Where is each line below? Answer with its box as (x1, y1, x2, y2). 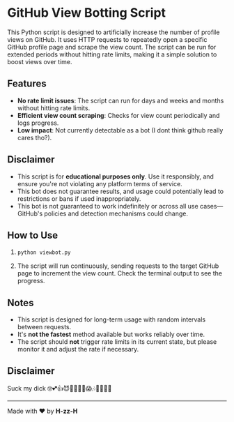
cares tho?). (17, 133, 52, 142)
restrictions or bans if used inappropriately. (17, 194, 141, 203)
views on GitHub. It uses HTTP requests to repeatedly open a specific (7, 35, 208, 43)
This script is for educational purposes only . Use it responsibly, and (17, 172, 214, 181)
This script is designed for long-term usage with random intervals (17, 315, 206, 324)
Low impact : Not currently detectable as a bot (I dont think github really (17, 126, 224, 134)
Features (7, 78, 47, 90)
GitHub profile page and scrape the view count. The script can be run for (7, 43, 217, 51)
